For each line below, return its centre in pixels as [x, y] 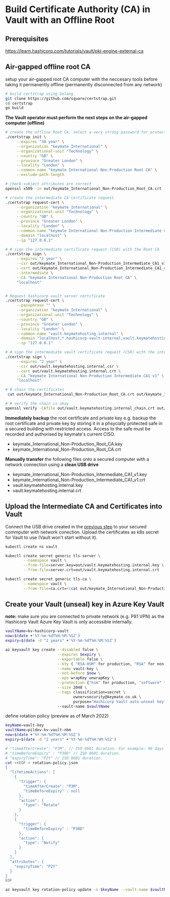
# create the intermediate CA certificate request [60, 198]
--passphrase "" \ [36, 305]
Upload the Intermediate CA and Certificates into [84, 506]
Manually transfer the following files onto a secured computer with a [77, 459]
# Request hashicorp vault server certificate [55, 296]
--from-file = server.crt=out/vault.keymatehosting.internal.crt [91, 570]
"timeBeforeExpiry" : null [52, 791]
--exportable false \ [80, 659]
